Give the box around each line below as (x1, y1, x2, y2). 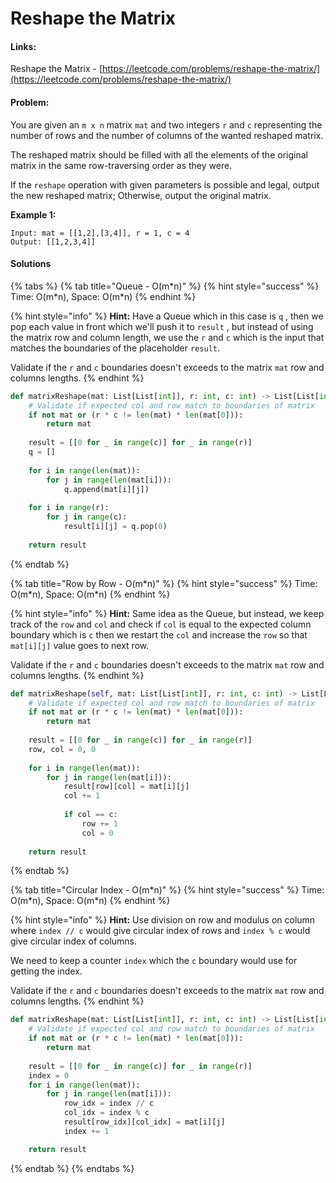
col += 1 (63, 791, 101, 801)
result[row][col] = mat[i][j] (63, 782, 190, 792)
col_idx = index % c (63, 1108, 150, 1118)
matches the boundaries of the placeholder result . (10, 342, 220, 354)
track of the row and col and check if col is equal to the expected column (10, 618, 312, 630)
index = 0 (28, 1070, 70, 1081)
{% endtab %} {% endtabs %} (10, 1162, 135, 1174)
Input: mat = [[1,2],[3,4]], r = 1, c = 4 (10, 228, 190, 238)
